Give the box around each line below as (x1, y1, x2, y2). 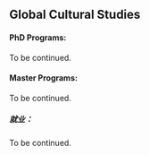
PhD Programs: (9, 31, 67, 43)
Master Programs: (9, 73, 79, 83)
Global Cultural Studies (9, 7, 141, 22)
